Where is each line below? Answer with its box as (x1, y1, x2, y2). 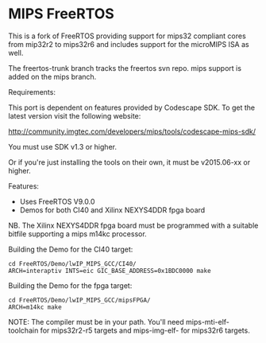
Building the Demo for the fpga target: (8, 280, 133, 290)
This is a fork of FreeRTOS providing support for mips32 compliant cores (8, 31, 246, 41)
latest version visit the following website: (8, 111, 141, 120)
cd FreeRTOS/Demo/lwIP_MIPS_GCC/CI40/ (8, 259, 137, 267)
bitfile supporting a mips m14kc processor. (8, 228, 147, 239)
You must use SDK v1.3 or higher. (8, 142, 118, 151)
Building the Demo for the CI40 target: (8, 244, 133, 254)
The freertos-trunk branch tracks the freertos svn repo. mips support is (8, 63, 242, 72)
